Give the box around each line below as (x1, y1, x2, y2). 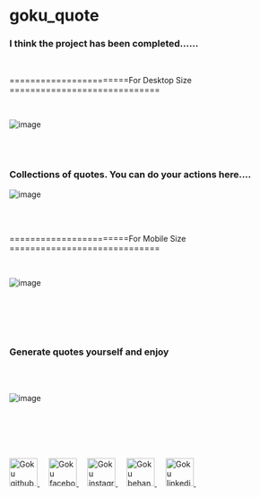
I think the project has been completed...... (9, 38, 199, 50)
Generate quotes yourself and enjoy (9, 346, 169, 358)
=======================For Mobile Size (9, 233, 186, 244)
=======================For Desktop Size (9, 75, 193, 86)
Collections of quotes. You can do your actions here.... (9, 168, 252, 181)
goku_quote (9, 5, 100, 26)
